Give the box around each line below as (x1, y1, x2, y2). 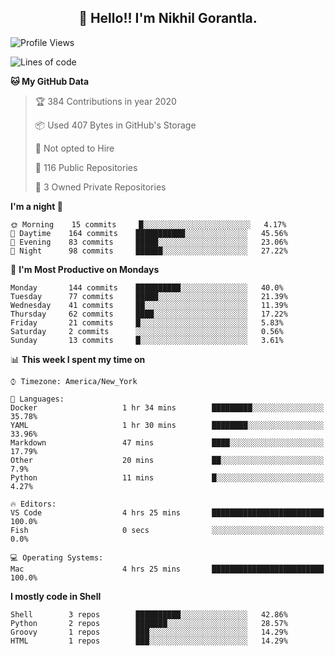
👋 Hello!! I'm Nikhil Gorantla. (78, 10, 258, 27)
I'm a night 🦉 (10, 200, 63, 212)
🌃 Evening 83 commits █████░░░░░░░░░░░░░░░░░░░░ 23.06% (10, 237, 288, 247)
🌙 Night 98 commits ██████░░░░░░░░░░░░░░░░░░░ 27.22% (10, 246, 288, 256)
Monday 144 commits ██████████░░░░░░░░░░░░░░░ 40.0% (10, 282, 284, 293)
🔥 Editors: (10, 499, 57, 509)
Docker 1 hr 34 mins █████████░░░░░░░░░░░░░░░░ (10, 402, 325, 413)
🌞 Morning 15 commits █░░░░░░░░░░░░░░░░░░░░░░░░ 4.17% (10, 219, 287, 230)
